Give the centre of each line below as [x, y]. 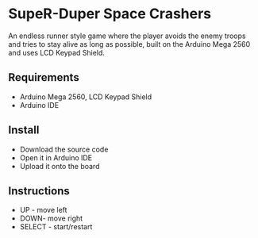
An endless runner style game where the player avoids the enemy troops [127, 36]
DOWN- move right [51, 218]
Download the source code [64, 149]
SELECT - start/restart [56, 227]
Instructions [39, 191]
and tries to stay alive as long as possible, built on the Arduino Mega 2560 [129, 44]
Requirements [44, 77]
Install [24, 131]
